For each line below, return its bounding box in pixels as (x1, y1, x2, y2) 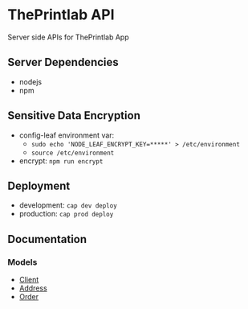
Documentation (7, 232, 87, 246)
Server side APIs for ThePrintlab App (7, 32, 129, 42)
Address (18, 283, 47, 293)
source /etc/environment (30, 149, 115, 157)
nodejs (18, 76, 42, 86)
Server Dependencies (7, 56, 120, 69)
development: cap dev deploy (18, 200, 117, 210)
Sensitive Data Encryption (7, 109, 141, 122)
